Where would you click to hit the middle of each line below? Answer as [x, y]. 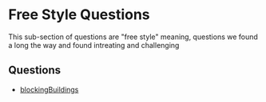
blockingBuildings [49, 89]
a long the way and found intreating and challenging [94, 45]
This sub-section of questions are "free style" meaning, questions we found [133, 37]
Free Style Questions [79, 15]
